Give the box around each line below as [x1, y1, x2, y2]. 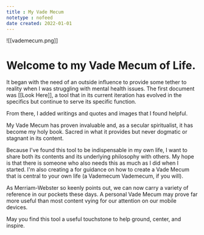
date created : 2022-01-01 [6, 20, 72, 26]
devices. [6, 204, 28, 211]
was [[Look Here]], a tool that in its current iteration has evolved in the [6, 92, 182, 99]
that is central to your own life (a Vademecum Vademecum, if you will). [6, 172, 184, 180]
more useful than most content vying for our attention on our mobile [6, 197, 177, 204]
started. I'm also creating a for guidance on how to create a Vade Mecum [6, 166, 190, 173]
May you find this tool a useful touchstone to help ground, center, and [6, 215, 181, 223]
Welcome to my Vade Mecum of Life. [6, 59, 196, 72]
